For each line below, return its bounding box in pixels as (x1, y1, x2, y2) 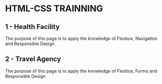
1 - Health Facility (5, 23, 60, 31)
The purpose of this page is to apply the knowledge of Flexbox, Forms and (5, 68, 158, 74)
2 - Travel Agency (5, 55, 61, 63)
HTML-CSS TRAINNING (5, 3, 103, 14)
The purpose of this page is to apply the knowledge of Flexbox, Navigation (5, 35, 158, 41)
